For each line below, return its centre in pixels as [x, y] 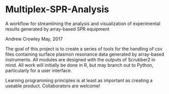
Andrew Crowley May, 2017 [34, 39]
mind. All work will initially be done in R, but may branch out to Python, [79, 65]
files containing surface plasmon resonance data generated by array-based [85, 54]
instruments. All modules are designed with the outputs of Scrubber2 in [80, 59]
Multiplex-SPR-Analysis [57, 9]
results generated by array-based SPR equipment [57, 29]
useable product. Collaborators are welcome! [53, 86]
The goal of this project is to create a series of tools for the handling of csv [84, 49]
